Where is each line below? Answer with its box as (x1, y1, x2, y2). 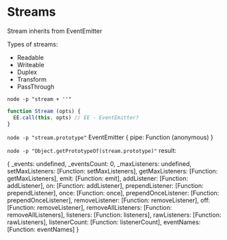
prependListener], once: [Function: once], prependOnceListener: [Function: (7, 189, 219, 197)
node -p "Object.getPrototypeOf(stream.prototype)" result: (7, 146, 176, 154)
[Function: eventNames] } (7, 225, 79, 233)
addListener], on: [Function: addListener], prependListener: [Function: (7, 181, 204, 189)
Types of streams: (7, 40, 58, 48)
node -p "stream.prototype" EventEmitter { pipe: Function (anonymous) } (7, 133, 213, 141)
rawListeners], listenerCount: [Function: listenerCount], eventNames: (7, 217, 201, 226)
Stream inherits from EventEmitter (7, 27, 103, 35)
